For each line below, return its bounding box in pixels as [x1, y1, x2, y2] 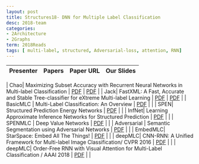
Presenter [9, 66, 38, 75]
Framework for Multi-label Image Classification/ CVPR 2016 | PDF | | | [6, 138, 176, 146]
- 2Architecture [6, 31, 46, 37]
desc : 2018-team [6, 20, 46, 26]
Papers [43, 66, 64, 75]
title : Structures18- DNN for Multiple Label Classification [6, 14, 161, 20]
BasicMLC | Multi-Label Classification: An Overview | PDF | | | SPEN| [6, 100, 173, 107]
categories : [6, 25, 36, 32]
